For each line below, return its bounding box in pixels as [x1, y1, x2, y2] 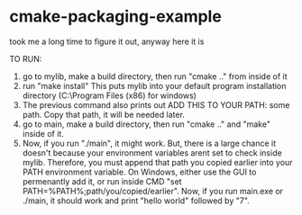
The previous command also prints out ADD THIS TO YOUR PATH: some [22, 99, 290, 110]
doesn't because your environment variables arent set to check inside [22, 147, 282, 158]
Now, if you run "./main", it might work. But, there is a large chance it [22, 138, 277, 148]
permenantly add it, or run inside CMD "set [22, 175, 182, 186]
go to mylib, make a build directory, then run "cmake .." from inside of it [22, 70, 288, 82]
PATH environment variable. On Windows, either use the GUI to [22, 166, 257, 177]
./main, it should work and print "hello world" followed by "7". [22, 195, 250, 206]
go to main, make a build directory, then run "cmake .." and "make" [22, 119, 270, 130]
